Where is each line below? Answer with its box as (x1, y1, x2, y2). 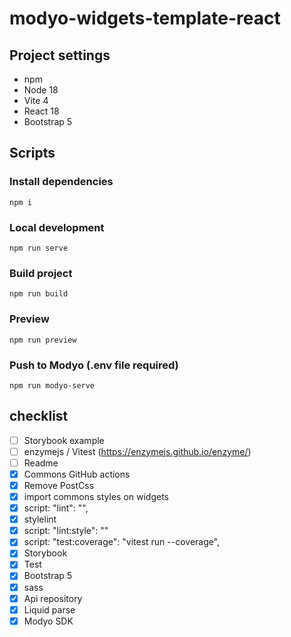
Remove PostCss (23, 479, 95, 491)
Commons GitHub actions (23, 468, 131, 480)
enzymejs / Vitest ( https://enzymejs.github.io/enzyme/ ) (23, 445, 252, 457)
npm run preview (9, 335, 77, 345)
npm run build (9, 289, 69, 299)
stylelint (23, 513, 57, 526)
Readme (23, 457, 59, 469)
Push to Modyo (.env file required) (9, 358, 179, 372)
